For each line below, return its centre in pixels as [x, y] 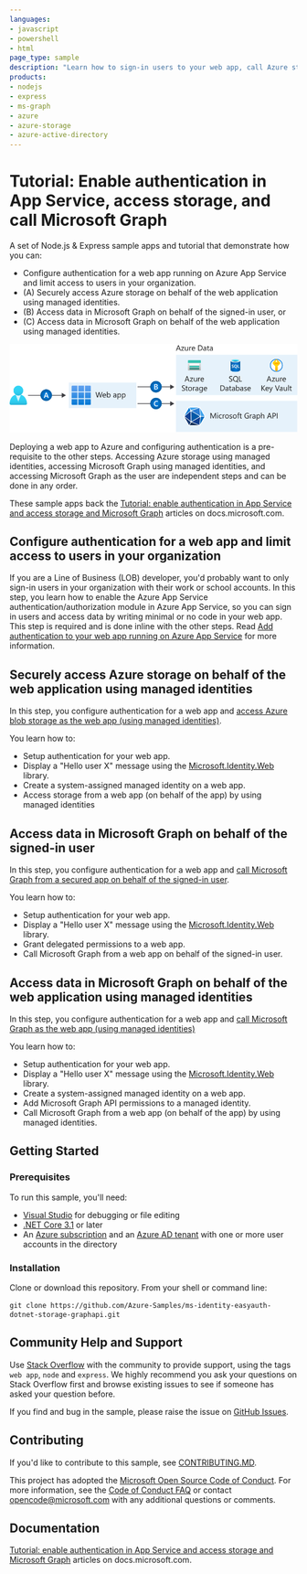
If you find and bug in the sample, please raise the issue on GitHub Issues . [149, 1411]
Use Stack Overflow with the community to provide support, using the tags [150, 1365]
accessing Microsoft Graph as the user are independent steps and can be [148, 476]
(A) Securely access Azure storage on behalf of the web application [150, 293]
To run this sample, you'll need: [69, 1197]
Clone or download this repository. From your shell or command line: [138, 1287]
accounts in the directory [70, 1244]
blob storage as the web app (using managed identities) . [116, 721]
